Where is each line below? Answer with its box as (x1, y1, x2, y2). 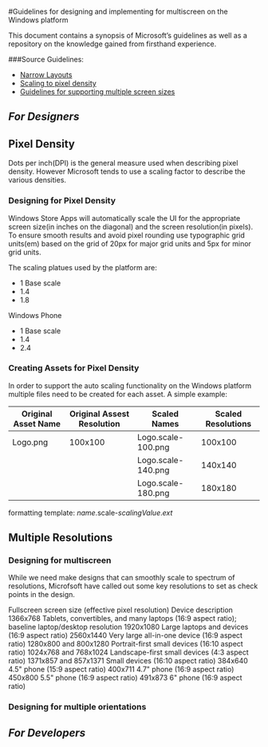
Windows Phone (8, 310, 62, 320)
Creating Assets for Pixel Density (8, 363, 140, 374)
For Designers (8, 110, 80, 124)
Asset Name (13, 418, 61, 429)
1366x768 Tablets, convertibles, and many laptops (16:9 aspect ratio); (8, 614, 237, 623)
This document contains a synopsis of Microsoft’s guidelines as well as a (8, 31, 247, 40)
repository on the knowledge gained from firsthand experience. (8, 39, 217, 49)
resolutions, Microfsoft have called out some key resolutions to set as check (8, 581, 258, 591)
